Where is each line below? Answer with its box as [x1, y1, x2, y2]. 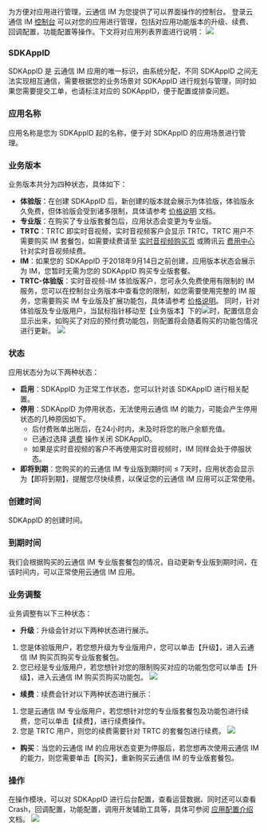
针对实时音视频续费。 [19, 246, 90, 255]
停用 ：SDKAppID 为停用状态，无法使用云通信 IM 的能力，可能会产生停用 [19, 404, 258, 414]
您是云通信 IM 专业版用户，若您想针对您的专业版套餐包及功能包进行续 [19, 707, 250, 716]
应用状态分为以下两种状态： [8, 368, 100, 377]
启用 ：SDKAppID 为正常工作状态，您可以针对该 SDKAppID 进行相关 [19, 384, 242, 394]
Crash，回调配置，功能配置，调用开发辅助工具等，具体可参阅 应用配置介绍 [8, 805, 254, 814]
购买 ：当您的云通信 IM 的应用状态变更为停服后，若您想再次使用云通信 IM [19, 743, 259, 753]
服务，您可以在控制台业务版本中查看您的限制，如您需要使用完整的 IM [19, 286, 247, 295]
